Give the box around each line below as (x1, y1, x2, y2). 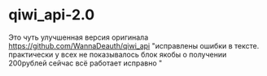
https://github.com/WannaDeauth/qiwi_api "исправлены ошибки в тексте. (8, 40, 260, 50)
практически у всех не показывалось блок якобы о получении (8, 49, 227, 59)
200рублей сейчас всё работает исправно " (8, 58, 163, 68)
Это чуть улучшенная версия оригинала (8, 32, 149, 42)
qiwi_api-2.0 (8, 6, 95, 24)
